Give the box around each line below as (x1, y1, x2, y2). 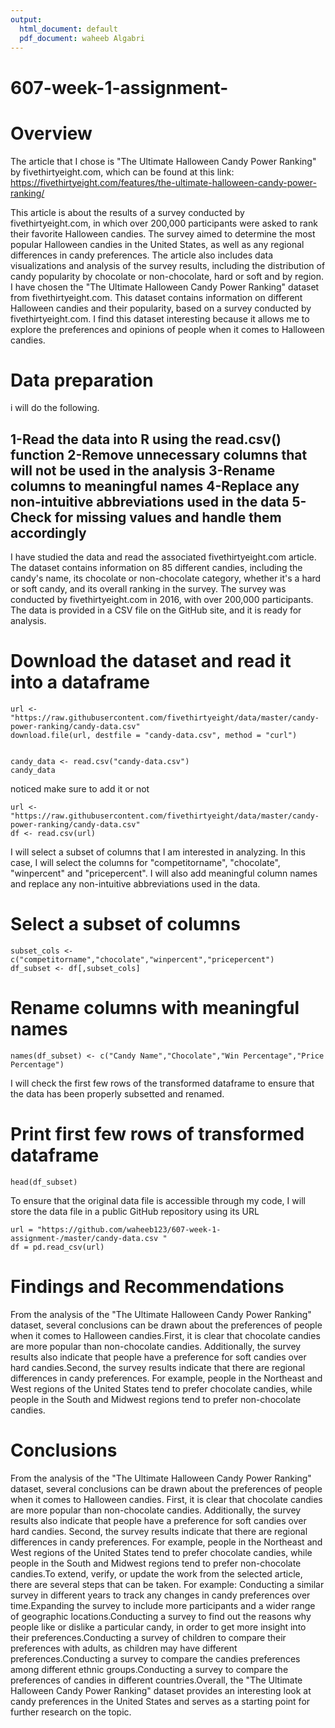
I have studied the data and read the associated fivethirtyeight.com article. (10, 551, 317, 563)
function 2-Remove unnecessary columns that (10, 446, 308, 463)
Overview (10, 122, 93, 145)
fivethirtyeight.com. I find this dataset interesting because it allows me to (10, 312, 310, 325)
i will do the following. (10, 402, 100, 414)
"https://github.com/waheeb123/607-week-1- (36, 1225, 222, 1235)
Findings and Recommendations (10, 1276, 285, 1298)
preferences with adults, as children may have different (10, 1642, 238, 1654)
